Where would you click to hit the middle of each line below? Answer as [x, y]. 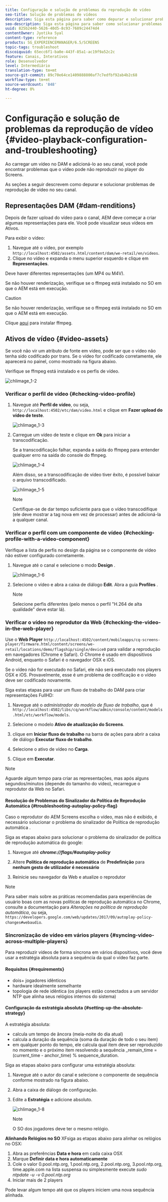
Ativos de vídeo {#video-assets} [57, 339]
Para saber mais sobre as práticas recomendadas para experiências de [78, 897]
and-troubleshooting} [51, 150]
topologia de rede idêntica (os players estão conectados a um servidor [85, 991]
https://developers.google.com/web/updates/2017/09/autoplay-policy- [79, 917]
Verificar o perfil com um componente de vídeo [64, 533]
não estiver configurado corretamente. [45, 555]
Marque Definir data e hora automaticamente [60, 1158]
